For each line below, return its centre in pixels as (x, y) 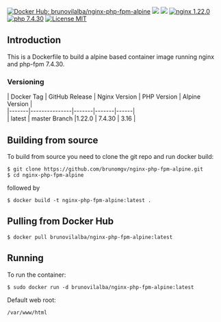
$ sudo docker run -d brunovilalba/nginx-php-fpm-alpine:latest (101, 287)
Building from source (53, 140)
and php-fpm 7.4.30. (36, 64)
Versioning (26, 82)
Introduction (34, 40)
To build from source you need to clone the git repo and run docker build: (110, 156)
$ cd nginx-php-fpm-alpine (45, 175)
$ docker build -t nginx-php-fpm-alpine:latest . (79, 200)
